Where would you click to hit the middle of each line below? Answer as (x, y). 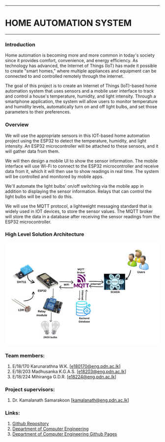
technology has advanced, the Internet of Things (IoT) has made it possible (81, 66)
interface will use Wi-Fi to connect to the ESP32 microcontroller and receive (82, 166)
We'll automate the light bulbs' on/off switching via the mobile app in (74, 186)
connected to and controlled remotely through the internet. (65, 76)
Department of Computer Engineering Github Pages (65, 434)
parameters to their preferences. (38, 112)
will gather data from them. (32, 151)
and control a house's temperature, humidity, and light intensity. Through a (81, 96)
